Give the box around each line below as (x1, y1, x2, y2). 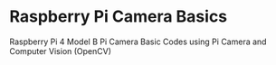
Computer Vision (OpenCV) (9, 45, 111, 56)
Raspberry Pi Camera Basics (9, 6, 228, 27)
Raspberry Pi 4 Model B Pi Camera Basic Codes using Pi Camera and (9, 36, 267, 47)
